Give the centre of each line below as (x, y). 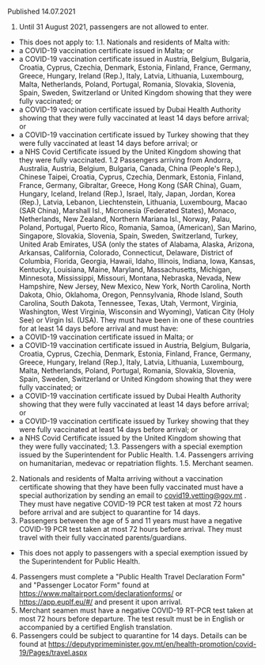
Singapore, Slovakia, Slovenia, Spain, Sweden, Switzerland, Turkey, (129, 236)
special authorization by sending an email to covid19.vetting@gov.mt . (132, 495)
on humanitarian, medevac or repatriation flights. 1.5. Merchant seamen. (136, 463)
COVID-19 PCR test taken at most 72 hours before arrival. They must (131, 529)
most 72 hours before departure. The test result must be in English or (132, 619)
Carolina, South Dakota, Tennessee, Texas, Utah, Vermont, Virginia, (129, 303)
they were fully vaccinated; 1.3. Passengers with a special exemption (131, 446)
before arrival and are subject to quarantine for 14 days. (110, 512)
